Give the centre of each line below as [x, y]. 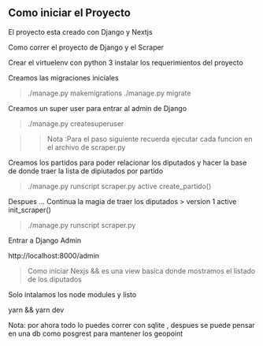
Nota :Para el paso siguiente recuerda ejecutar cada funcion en [150, 139]
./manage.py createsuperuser [76, 123]
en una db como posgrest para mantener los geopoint [96, 333]
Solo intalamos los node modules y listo [72, 294]
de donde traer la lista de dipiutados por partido [86, 171]
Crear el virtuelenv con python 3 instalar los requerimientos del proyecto [126, 62]
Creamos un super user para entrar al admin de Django [98, 108]
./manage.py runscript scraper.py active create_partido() [119, 186]
